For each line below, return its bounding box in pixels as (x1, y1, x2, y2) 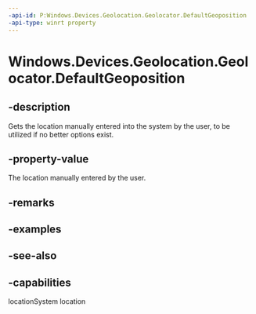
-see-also (8, 249, 57, 263)
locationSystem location (8, 297, 86, 306)
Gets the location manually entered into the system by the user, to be (8, 121, 231, 130)
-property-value (8, 152, 89, 166)
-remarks (8, 195, 55, 209)
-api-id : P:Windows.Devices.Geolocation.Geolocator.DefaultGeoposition (8, 11, 247, 20)
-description (8, 100, 70, 114)
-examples (8, 223, 62, 236)
